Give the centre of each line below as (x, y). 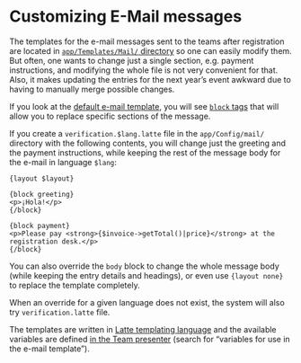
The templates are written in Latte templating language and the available (143, 329)
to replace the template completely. (75, 285)
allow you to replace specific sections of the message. (110, 116)
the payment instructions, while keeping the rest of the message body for (145, 152)
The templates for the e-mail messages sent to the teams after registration (147, 41)
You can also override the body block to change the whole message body (145, 266)
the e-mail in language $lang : (63, 162)
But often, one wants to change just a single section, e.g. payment (132, 60)
